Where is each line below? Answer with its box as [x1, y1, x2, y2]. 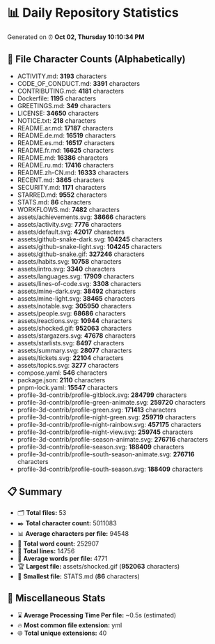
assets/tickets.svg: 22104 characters [17, 353, 124, 362]
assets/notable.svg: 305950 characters [17, 301, 132, 310]
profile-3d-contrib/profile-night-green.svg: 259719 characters [17, 412, 196, 421]
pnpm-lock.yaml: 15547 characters [17, 383, 118, 391]
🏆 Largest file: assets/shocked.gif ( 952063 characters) [17, 562, 180, 570]
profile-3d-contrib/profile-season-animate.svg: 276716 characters [17, 435, 209, 443]
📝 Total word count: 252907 [17, 539, 99, 548]
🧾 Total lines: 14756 [17, 546, 75, 555]
